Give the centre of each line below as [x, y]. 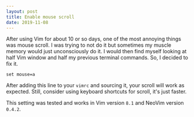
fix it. [12, 64]
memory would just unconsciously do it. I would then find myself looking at [96, 51]
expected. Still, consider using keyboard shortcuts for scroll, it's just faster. [96, 92]
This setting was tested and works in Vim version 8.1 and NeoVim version [95, 103]
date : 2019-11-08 [27, 22]
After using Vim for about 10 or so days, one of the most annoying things [94, 39]
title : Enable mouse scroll [40, 17]
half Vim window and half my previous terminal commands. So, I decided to [97, 58]
